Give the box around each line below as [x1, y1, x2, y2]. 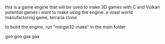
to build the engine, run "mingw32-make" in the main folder [5, 24, 126, 30]
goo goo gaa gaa [5, 34, 40, 39]
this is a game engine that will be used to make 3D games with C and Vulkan [5, 4, 160, 10]
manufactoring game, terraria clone [5, 15, 77, 20]
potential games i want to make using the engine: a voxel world [5, 9, 133, 15]
